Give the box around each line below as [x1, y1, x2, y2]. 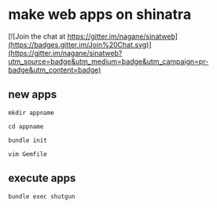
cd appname [8, 122, 44, 131]
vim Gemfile [8, 150, 47, 158]
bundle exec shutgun [8, 192, 76, 200]
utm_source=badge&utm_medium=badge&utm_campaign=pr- [8, 57, 209, 66]
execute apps [8, 172, 76, 185]
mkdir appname [8, 109, 55, 117]
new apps [8, 88, 57, 102]
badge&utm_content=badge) [8, 65, 101, 74]
